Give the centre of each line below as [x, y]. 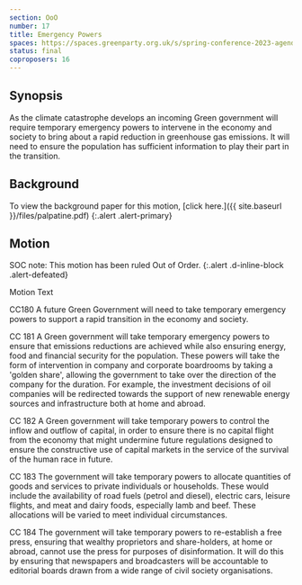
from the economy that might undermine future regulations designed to [141, 440]
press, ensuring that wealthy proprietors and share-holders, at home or [141, 542]
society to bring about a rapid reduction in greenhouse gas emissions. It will [150, 137]
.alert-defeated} [39, 274]
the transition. [35, 156]
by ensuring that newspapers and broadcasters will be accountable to [139, 561]
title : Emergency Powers [56, 34]
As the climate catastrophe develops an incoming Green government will [144, 117]
